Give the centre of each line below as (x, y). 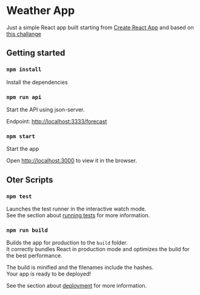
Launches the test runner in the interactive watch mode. (77, 209)
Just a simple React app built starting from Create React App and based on (100, 27)
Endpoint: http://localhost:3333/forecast (57, 121)
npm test (19, 196)
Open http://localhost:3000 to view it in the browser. (72, 161)
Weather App (40, 11)
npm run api (24, 97)
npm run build (27, 230)
